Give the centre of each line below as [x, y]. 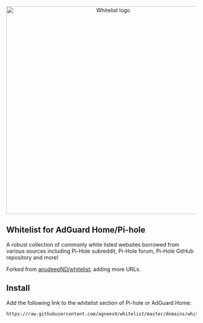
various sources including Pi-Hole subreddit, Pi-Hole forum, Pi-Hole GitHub [100, 251]
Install [18, 288]
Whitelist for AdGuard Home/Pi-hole [76, 230]
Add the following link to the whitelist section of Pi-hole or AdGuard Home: [99, 302]
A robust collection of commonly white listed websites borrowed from [93, 244]
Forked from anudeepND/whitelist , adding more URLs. [73, 269]
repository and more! [32, 257]
